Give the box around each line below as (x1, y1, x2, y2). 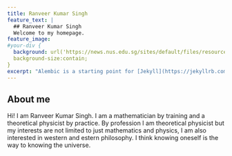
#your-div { (7, 42, 41, 49)
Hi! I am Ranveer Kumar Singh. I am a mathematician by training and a (7, 112, 205, 120)
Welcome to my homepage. (13, 29, 85, 37)
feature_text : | (7, 17, 54, 23)
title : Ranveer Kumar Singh (7, 10, 88, 17)
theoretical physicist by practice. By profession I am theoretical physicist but (7, 119, 224, 128)
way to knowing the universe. (7, 141, 91, 149)
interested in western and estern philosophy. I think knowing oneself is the (7, 134, 219, 142)
